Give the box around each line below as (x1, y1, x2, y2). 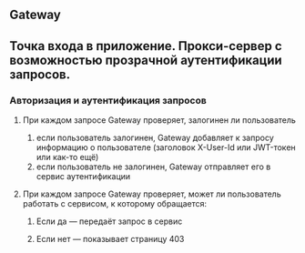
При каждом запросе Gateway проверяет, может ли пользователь (22, 188, 281, 199)
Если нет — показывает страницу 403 (36, 234, 185, 245)
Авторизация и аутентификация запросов (9, 94, 207, 106)
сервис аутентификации (36, 171, 131, 182)
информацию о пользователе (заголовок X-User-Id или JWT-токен (36, 142, 296, 153)
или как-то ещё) (36, 152, 99, 163)
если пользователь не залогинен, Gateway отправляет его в (36, 161, 271, 172)
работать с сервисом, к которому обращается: (22, 198, 208, 209)
